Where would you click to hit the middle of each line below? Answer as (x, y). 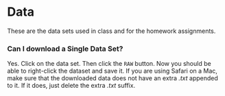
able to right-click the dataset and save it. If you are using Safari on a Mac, (113, 71)
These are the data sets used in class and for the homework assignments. (111, 31)
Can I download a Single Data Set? (65, 49)
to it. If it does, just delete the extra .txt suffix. (71, 86)
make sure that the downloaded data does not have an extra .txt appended (113, 78)
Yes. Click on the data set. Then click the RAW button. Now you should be (109, 64)
